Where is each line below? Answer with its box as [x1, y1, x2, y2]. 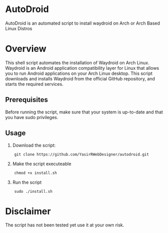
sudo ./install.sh [14, 189, 53, 194]
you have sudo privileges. [5, 114, 59, 120]
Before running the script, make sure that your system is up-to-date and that [5, 109, 163, 115]
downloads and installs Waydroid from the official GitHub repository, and [5, 75, 155, 81]
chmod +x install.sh [14, 170, 57, 175]
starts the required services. [5, 81, 64, 87]
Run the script [12, 179, 42, 185]
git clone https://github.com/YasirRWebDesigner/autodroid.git [14, 152, 149, 157]
